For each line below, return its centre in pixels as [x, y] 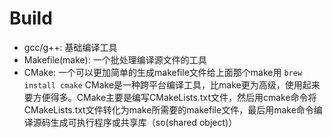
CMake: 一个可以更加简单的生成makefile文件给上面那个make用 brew [163, 72]
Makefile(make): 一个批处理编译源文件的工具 [115, 59]
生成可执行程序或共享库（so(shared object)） [144, 122]
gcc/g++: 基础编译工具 [70, 47]
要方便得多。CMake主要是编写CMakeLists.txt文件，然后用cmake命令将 [170, 97]
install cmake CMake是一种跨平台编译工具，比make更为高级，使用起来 [172, 84]
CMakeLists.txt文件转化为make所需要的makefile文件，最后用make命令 [168, 109]
